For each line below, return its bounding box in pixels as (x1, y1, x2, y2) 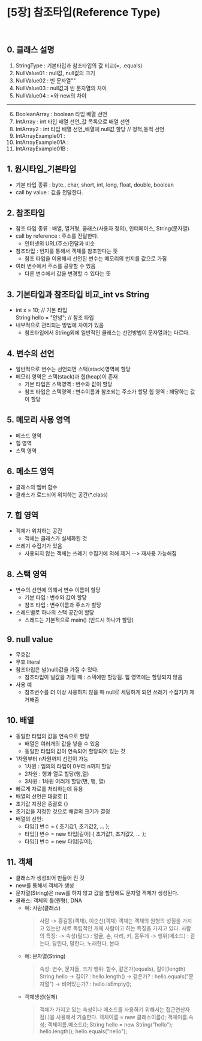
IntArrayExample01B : (15, 145, 69, 152)
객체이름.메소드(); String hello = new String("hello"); (47, 1021, 173, 1028)
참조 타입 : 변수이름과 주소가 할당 (24, 601, 101, 608)
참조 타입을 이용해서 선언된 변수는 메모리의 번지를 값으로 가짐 (24, 255, 167, 262)
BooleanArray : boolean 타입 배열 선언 (15, 110, 107, 117)
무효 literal (15, 658, 41, 666)
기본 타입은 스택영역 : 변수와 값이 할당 (24, 380, 113, 388)
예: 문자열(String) (24, 952, 66, 960)
